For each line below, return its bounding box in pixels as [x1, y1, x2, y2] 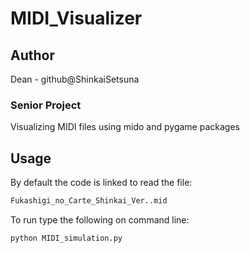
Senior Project [10, 98, 82, 112]
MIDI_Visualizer [10, 7, 143, 30]
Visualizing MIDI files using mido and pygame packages [10, 121, 240, 133]
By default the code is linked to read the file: [10, 177, 193, 189]
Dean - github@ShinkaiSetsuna [10, 73, 140, 85]
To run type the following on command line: [10, 213, 190, 226]
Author [10, 47, 55, 64]
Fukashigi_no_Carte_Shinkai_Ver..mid [10, 196, 168, 206]
